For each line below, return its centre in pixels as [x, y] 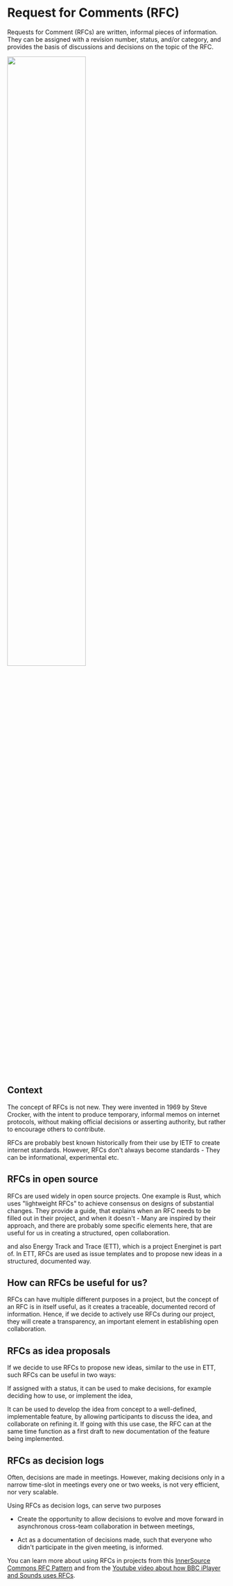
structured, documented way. [49, 1261]
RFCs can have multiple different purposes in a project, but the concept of [113, 1299]
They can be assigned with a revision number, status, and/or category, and [114, 39]
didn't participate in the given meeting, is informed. [90, 1547]
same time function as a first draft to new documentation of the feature [109, 1431]
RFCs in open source [53, 1179]
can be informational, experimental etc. [63, 1157]
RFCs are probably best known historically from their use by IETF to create [114, 1142]
